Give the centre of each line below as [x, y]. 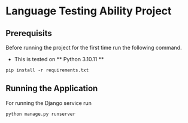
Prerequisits [29, 33]
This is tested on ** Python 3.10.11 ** [59, 59]
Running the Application [52, 88]
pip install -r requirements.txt [47, 70]
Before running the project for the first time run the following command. [94, 47]
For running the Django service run [49, 103]
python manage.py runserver [41, 114]
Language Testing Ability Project [89, 11]
